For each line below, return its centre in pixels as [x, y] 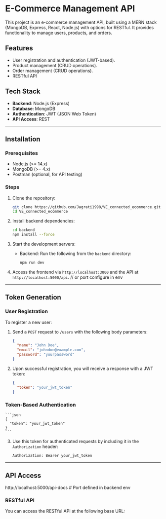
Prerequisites [21, 153]
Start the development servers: [44, 244]
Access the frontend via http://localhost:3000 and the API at [75, 272]
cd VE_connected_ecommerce [40, 212]
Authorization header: [35, 446]
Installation [23, 139]
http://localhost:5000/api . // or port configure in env [67, 277]
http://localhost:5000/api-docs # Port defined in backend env [68, 487]
